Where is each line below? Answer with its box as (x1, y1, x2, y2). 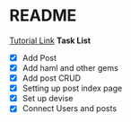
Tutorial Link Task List (9, 35, 92, 46)
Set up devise (22, 93, 74, 104)
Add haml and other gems (22, 63, 118, 73)
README (9, 5, 77, 26)
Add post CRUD (22, 73, 82, 83)
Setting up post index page (22, 83, 123, 94)
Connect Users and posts (22, 103, 118, 114)
